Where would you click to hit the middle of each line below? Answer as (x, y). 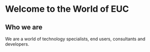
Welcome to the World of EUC (67, 9)
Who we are (24, 27)
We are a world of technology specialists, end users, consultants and (75, 39)
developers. (17, 44)
